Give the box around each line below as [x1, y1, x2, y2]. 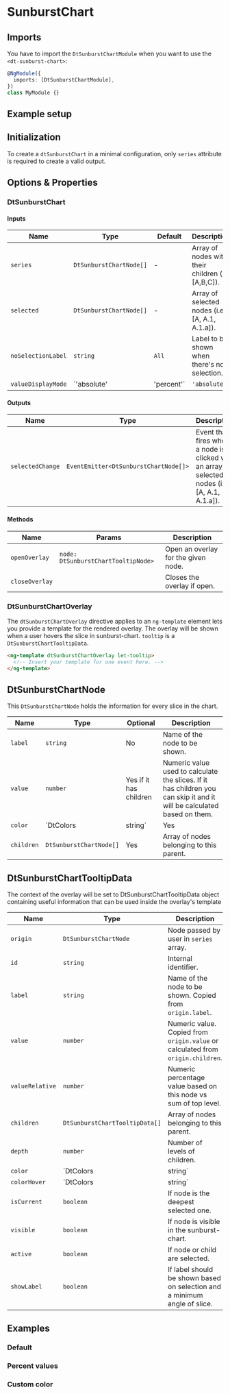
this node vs [167, 1090, 207, 1100]
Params [96, 533, 122, 542]
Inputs [7, 214, 26, 223]
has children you [162, 784, 216, 794]
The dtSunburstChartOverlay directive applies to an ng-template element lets [7, 617, 222, 625]
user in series [167, 934, 213, 944]
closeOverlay [10, 577, 53, 585]
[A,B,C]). [191, 278, 220, 287]
